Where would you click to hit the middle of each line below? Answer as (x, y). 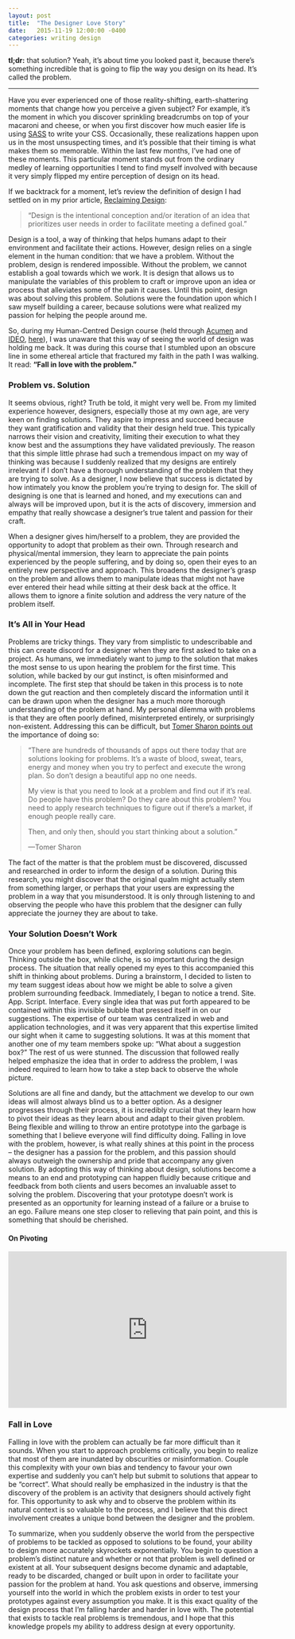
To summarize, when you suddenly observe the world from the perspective (131, 1533)
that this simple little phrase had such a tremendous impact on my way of (128, 453)
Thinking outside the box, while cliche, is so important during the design (126, 960)
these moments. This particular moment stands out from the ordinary (121, 159)
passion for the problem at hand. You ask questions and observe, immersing (133, 1584)
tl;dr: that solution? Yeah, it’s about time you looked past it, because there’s (132, 60)
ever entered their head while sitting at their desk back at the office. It (122, 587)
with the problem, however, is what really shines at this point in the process (131, 1144)
